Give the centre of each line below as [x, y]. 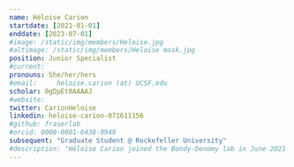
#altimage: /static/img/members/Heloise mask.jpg [102, 50]
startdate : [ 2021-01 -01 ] [55, 26]
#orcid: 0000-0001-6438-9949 [63, 133]
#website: [27, 99]
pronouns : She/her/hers [53, 75]
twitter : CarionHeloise [53, 108]
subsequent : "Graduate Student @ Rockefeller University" [118, 140]
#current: [27, 67]
